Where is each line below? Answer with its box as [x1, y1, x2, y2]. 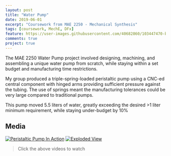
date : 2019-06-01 [5, 17, 42, 22]
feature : [5, 31, 24, 36]
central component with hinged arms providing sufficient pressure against [5, 81, 160, 87]
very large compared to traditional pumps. [5, 92, 94, 98]
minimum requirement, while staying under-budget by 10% [5, 107, 128, 113]
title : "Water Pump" [5, 12, 49, 17]
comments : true [5, 36, 38, 41]
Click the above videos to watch [17, 145, 85, 151]
